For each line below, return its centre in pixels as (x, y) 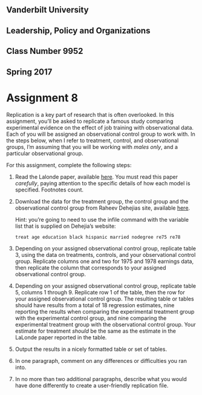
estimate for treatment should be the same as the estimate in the (96, 331)
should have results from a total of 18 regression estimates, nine (95, 305)
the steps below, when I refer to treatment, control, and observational (93, 140)
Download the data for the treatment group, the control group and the (102, 201)
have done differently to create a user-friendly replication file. (92, 385)
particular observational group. (45, 153)
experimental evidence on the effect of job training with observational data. (100, 127)
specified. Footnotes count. (49, 190)
